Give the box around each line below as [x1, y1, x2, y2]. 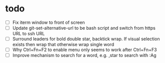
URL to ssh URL [12, 31, 45, 37]
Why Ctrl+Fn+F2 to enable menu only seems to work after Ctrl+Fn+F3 [12, 47, 157, 53]
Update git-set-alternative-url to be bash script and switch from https [12, 25, 156, 31]
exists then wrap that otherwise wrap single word [12, 42, 114, 48]
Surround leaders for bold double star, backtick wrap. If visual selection [12, 36, 160, 42]
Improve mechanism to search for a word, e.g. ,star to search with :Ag [12, 53, 156, 59]
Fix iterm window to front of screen [12, 19, 85, 25]
